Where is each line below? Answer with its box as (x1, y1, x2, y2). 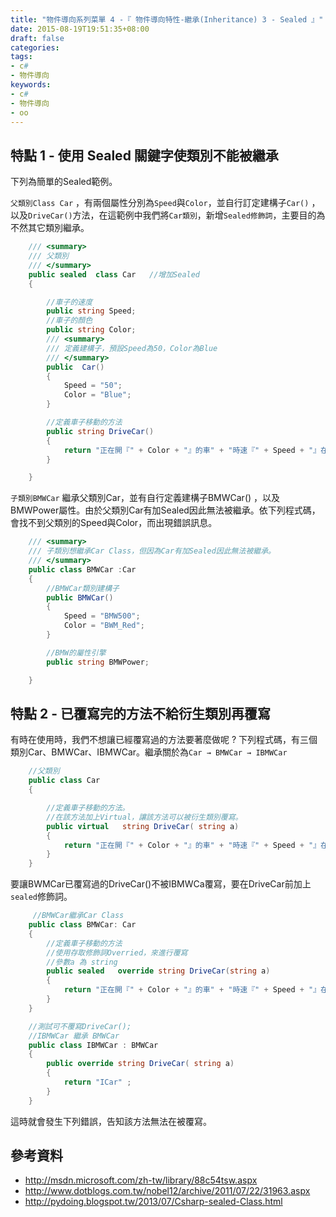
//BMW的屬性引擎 (46, 647, 107, 658)
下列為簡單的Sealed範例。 (10, 176, 118, 188)
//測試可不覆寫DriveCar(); (28, 1021, 132, 1031)
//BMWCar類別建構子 (46, 583, 120, 593)
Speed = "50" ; (63, 381, 123, 391)
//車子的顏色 (46, 316, 93, 326)
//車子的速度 (46, 297, 93, 307)
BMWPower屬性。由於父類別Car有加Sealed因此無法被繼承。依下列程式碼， (10, 504, 321, 516)
